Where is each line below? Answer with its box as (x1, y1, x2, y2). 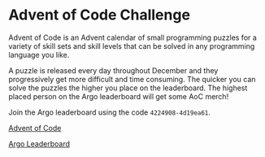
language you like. (8, 50, 70, 59)
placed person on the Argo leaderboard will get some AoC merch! (8, 91, 229, 101)
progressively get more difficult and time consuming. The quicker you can (8, 74, 256, 84)
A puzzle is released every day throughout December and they (8, 65, 219, 75)
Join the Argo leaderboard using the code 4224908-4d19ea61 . (8, 107, 211, 117)
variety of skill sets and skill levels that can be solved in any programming (8, 41, 255, 50)
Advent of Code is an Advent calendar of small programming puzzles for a (8, 33, 258, 42)
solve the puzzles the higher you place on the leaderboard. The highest (8, 83, 248, 93)
